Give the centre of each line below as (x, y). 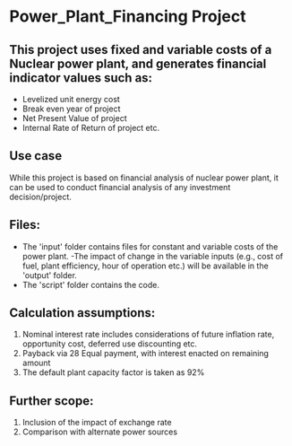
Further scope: (52, 401)
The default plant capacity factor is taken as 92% (113, 372)
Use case (36, 156)
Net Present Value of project (74, 118)
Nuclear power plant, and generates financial (138, 63)
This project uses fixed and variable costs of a (141, 50)
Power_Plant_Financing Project (128, 17)
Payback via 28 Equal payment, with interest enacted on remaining (145, 354)
